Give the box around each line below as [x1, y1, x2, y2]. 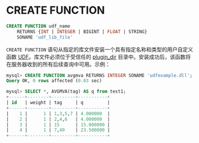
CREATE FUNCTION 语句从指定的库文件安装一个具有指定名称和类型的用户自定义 [6, 46, 194, 53]
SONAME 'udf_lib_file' [17, 34, 73, 40]
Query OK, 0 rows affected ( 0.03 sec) [6, 78, 102, 84]
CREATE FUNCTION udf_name [6, 23, 70, 29]
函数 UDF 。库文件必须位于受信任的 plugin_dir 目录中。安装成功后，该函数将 [6, 53, 191, 60]
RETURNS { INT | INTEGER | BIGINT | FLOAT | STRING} [17, 28, 147, 34]
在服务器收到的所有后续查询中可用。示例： [6, 61, 110, 68]
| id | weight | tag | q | [6, 100, 110, 106]
